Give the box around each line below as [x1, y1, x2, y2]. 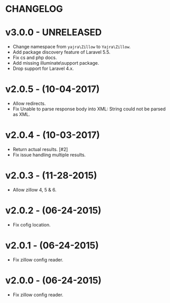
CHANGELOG [5, 3, 63, 15]
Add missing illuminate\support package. [12, 60, 99, 66]
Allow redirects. [12, 101, 46, 107]
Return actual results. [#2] [12, 146, 68, 152]
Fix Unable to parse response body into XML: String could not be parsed [12, 106, 166, 112]
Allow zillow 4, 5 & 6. [12, 186, 57, 193]
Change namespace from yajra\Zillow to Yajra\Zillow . [12, 44, 131, 50]
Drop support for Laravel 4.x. [12, 65, 74, 72]
